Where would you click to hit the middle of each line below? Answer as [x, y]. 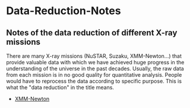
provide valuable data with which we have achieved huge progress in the [95, 62]
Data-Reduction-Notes [64, 11]
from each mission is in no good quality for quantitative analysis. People [94, 75]
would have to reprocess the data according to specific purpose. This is [94, 81]
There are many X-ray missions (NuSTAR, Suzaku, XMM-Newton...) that [94, 56]
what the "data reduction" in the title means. [60, 87]
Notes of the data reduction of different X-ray [92, 33]
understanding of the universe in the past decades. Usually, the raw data [95, 68]
